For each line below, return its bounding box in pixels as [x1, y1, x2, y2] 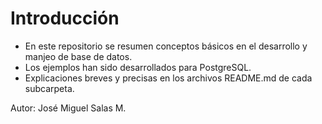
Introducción [10, 7, 120, 30]
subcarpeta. [24, 82, 75, 94]
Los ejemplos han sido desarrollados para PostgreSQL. [24, 61, 252, 73]
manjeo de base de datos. [24, 50, 133, 62]
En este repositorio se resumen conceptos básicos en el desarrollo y [24, 40, 308, 52]
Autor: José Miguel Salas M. [10, 102, 127, 114]
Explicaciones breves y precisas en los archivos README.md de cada [24, 72, 313, 84]
